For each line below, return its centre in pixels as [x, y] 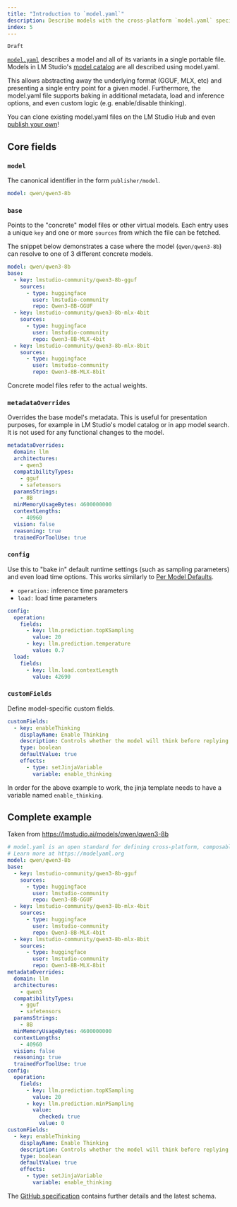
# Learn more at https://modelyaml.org [66, 854]
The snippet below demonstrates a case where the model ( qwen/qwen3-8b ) [115, 246]
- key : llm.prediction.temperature [78, 644]
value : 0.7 [49, 651]
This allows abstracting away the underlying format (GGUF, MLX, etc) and [115, 81]
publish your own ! [34, 124]
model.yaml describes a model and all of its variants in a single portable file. [117, 59]
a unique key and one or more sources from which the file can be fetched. [114, 233]
